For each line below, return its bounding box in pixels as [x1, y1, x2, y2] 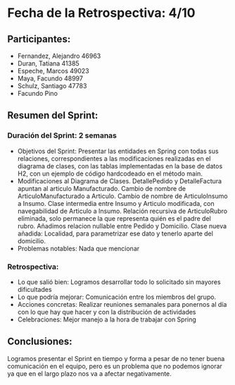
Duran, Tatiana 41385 [17, 59, 80, 68]
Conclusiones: [7, 336, 72, 348]
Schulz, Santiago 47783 [17, 82, 87, 90]
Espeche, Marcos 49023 [17, 67, 89, 75]
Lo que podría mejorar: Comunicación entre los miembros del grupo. [17, 293, 217, 301]
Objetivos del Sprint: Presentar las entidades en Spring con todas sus [17, 147, 220, 155]
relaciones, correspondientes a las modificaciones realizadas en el [17, 154, 211, 163]
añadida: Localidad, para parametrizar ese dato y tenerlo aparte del [17, 229, 213, 238]
